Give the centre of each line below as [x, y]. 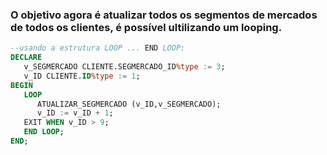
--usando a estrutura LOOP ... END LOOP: [98, 48]
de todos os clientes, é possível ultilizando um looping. [146, 27]
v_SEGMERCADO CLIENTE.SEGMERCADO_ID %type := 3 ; [124, 67]
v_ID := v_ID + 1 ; [75, 113]
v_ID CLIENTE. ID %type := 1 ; [82, 76]
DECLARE [26, 58]
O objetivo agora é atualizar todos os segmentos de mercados [164, 15]
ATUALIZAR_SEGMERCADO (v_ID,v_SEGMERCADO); [129, 104]
